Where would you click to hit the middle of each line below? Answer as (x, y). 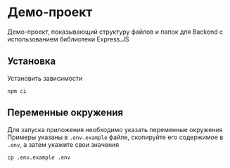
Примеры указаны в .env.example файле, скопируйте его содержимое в (115, 137)
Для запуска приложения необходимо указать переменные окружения (115, 129)
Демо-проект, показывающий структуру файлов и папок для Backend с (115, 32)
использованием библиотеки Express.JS (68, 39)
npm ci (17, 91)
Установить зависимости (45, 78)
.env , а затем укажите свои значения (63, 144)
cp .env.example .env (39, 157)
